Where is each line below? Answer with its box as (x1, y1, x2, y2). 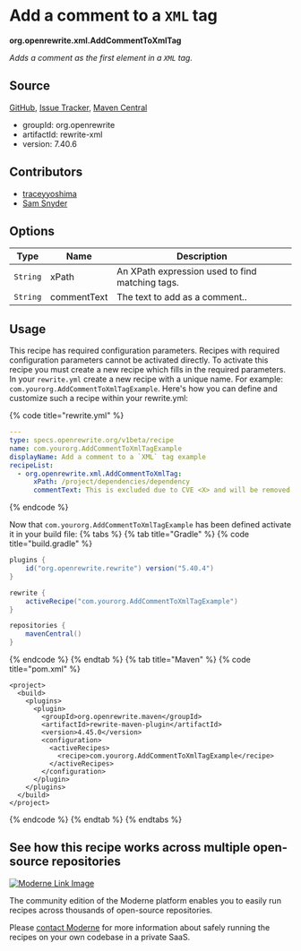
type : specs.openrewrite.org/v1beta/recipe (9, 436, 175, 445)
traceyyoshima (21, 188, 78, 199)
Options (9, 223, 56, 238)
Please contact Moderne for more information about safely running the (9, 921, 271, 932)
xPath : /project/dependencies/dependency (32, 477, 191, 486)
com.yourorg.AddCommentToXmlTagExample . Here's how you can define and (9, 383, 278, 394)
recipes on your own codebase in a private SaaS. (9, 931, 191, 942)
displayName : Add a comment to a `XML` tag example (9, 452, 206, 461)
